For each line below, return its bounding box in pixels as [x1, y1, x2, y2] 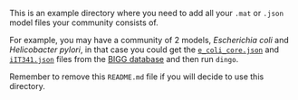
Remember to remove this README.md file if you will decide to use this [9, 71, 264, 82]
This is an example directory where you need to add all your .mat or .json [9, 8, 284, 18]
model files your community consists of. [9, 17, 159, 28]
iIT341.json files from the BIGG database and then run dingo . [9, 54, 239, 64]
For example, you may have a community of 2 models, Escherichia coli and [9, 35, 290, 45]
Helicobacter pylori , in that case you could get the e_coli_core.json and [9, 44, 279, 55]
